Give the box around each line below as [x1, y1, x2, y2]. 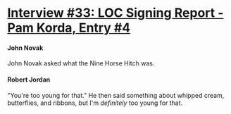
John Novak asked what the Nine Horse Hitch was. [7, 59, 155, 68]
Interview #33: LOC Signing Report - [7, 5, 224, 21]
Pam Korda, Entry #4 [7, 20, 131, 36]
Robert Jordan [7, 75, 51, 84]
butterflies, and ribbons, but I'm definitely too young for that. [7, 99, 183, 107]
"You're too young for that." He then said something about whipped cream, [7, 91, 225, 99]
